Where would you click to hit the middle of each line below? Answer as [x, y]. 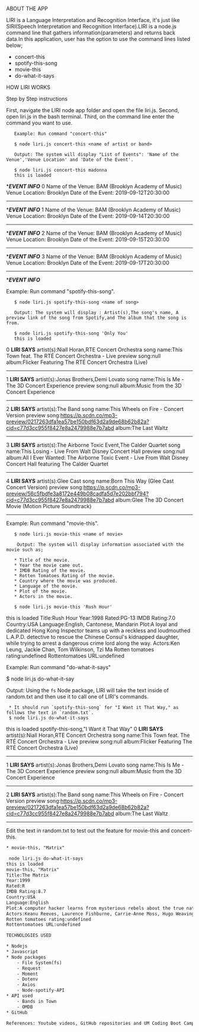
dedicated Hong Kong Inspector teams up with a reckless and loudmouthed [98, 631]
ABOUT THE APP [27, 9]
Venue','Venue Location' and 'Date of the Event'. [70, 160]
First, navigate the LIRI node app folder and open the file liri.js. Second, [93, 110]
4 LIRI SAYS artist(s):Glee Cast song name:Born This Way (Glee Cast [90, 481]
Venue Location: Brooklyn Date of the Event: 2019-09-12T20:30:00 [88, 193]
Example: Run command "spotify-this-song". [61, 291]
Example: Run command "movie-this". [52, 523]
